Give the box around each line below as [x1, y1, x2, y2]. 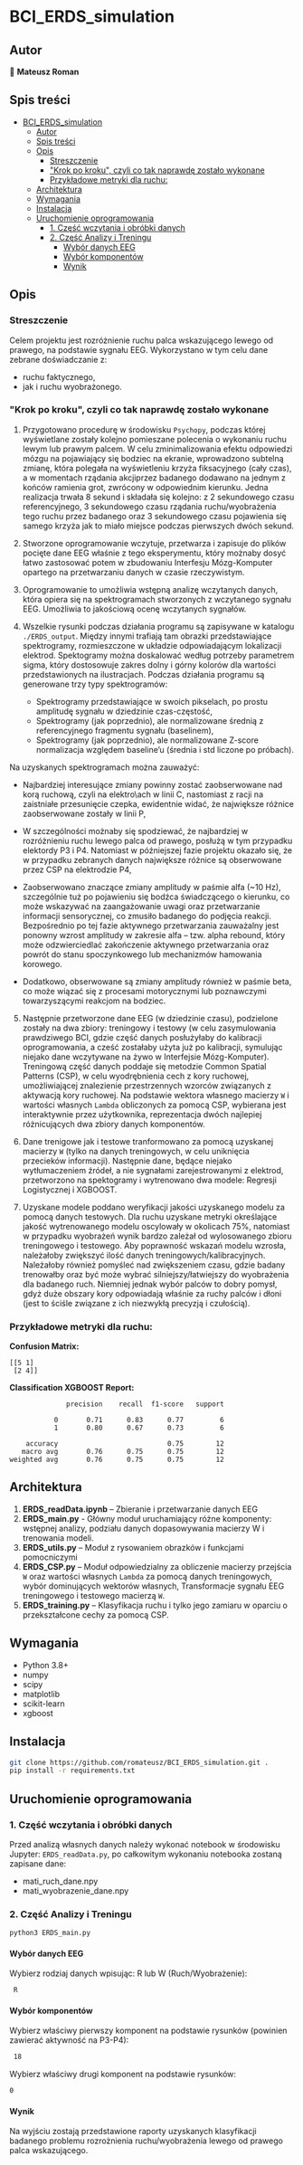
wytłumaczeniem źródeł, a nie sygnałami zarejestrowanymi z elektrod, [22, 1164, 284, 1175]
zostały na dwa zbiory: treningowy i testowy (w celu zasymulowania [22, 1022, 277, 1033]
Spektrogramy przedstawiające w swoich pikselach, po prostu [35, 696, 269, 707]
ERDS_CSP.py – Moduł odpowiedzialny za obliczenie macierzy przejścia [22, 1561, 292, 1572]
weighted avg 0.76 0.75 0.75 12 [9, 1455, 224, 1465]
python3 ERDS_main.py [9, 1929, 91, 1938]
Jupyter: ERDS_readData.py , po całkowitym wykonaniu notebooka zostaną [9, 1848, 282, 1859]
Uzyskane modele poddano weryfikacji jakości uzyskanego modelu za [22, 1201, 285, 1212]
